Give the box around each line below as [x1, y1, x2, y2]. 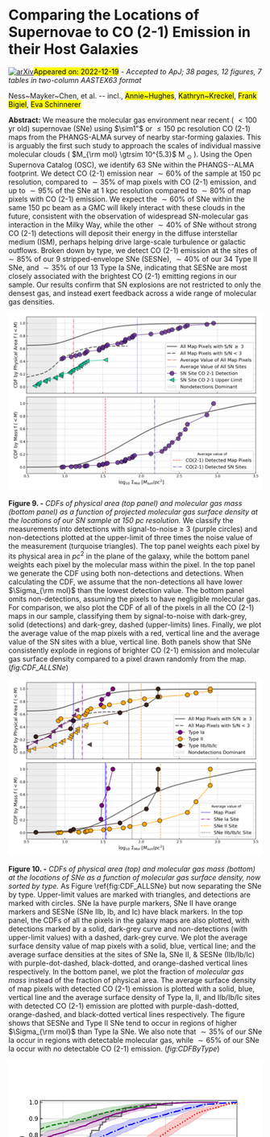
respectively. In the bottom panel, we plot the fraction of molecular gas [8, 967, 244, 977]
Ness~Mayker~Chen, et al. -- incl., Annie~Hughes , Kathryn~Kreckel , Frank [8, 90, 257, 101]
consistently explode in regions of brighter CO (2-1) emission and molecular [8, 645, 260, 655]
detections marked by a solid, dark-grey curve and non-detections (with [8, 924, 248, 934]
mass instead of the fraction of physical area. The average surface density [8, 976, 256, 986]
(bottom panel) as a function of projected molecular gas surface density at [8, 507, 258, 517]
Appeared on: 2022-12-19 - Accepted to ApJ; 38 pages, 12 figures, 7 [33, 66, 262, 77]
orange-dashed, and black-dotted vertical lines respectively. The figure [8, 1010, 246, 1019]
